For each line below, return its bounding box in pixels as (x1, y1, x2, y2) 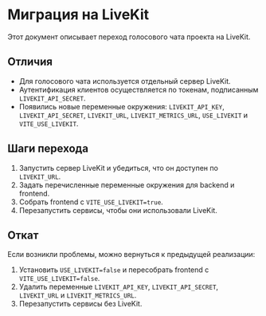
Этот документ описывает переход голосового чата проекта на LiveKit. (7, 32, 251, 41)
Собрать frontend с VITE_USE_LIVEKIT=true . (18, 197, 164, 207)
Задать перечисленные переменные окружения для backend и (18, 180, 235, 189)
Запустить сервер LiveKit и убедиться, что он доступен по (18, 163, 218, 172)
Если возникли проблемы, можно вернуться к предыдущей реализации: (7, 250, 256, 259)
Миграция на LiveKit (7, 6, 150, 24)
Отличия (7, 55, 53, 69)
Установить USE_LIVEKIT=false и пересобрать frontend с (18, 265, 209, 275)
